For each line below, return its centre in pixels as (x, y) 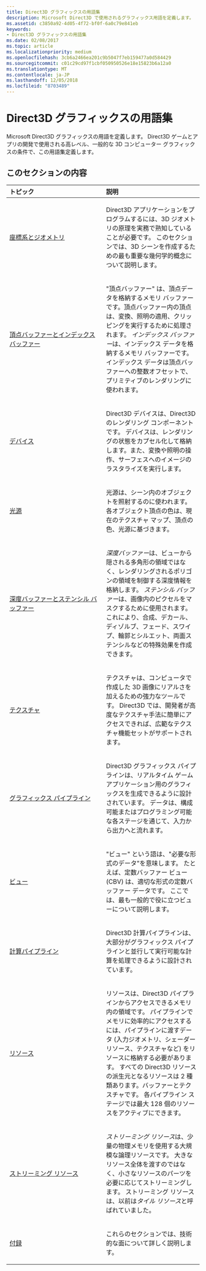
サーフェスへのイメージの (155, 459)
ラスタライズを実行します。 (146, 468)
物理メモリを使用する (149, 1145)
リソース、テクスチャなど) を (148, 1049)
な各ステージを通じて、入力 (146, 821)
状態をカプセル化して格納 (155, 441)
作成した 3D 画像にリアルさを (149, 687)
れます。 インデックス (137, 335)
